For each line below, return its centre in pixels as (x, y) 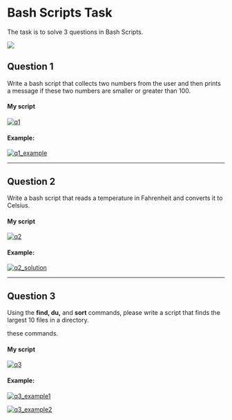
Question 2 (31, 181)
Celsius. (19, 205)
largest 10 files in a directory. (48, 320)
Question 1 (30, 67)
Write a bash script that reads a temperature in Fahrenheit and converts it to (115, 198)
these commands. (33, 334)
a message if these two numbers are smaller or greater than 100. (99, 91)
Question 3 (31, 296)
